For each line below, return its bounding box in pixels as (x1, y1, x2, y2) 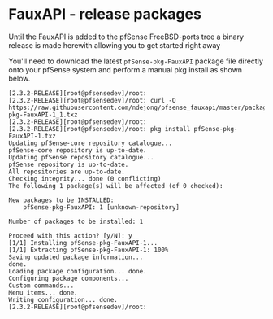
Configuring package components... (8, 274, 129, 282)
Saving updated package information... (8, 253, 144, 261)
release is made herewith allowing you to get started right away (8, 40, 221, 50)
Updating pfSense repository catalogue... (8, 153, 154, 161)
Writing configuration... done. (8, 295, 118, 304)
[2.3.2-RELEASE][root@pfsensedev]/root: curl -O (8, 96, 176, 104)
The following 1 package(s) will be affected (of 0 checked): (8, 181, 223, 190)
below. (8, 73, 31, 83)
